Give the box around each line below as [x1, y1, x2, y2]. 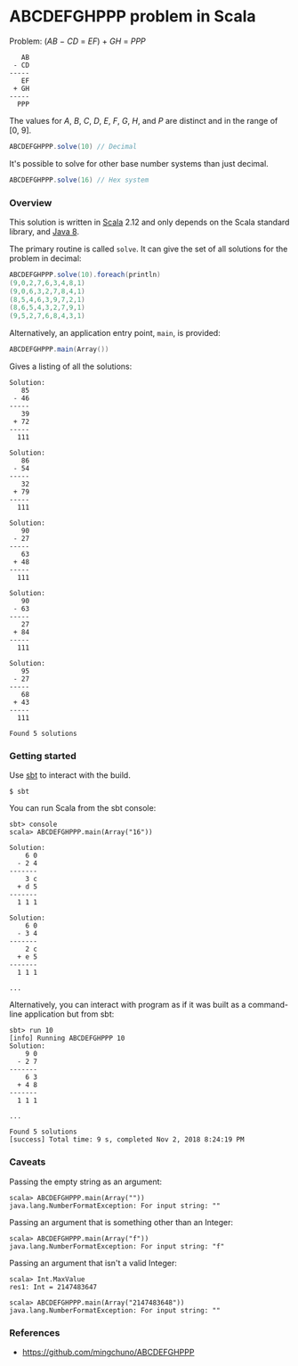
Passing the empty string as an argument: [9, 1176, 163, 1187]
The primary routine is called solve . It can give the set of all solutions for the [9, 243, 288, 254]
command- [247, 1000, 289, 1010]
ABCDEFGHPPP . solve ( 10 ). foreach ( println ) [9, 270, 162, 279]
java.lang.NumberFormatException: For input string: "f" [9, 1241, 225, 1251]
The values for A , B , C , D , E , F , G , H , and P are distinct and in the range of [9, 115, 278, 126]
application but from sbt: [24, 1009, 115, 1019]
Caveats [9, 1156, 46, 1168]
